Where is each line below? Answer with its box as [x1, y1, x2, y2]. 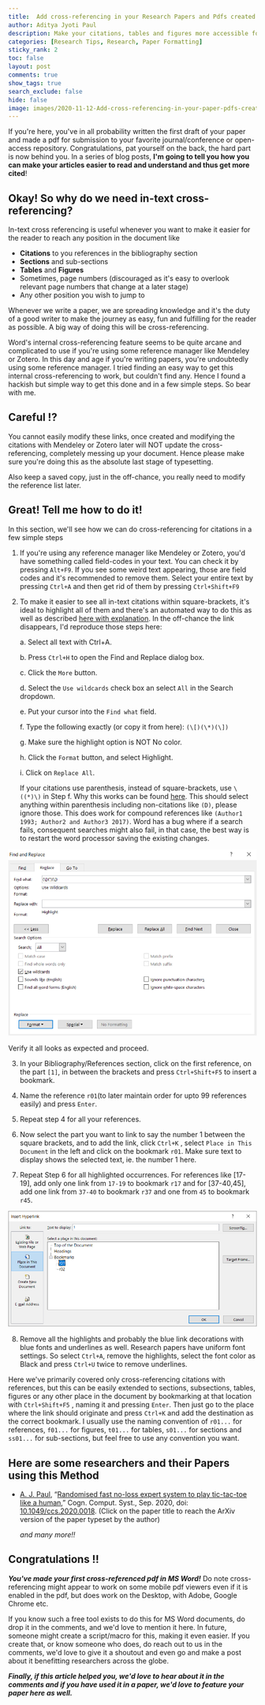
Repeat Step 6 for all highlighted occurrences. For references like [19, 1170, 232, 1179]
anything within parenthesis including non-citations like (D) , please [19, 800, 238, 809]
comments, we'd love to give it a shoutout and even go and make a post [8, 1647, 242, 1657]
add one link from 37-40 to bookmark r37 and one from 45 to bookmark [19, 1187, 250, 1196]
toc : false [8, 54, 44, 62]
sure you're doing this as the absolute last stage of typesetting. [8, 457, 214, 466]
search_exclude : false [8, 88, 83, 95]
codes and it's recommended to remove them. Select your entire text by [19, 573, 254, 583]
